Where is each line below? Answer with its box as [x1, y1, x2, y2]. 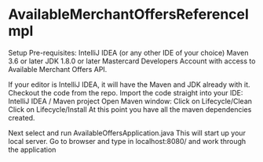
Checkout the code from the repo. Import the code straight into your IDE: [8, 88, 243, 97]
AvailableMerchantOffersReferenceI [8, 5, 250, 23]
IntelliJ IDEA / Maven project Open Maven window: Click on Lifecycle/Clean [8, 96, 253, 106]
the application [8, 145, 57, 154]
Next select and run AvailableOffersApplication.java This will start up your [8, 128, 246, 138]
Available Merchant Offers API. [8, 64, 108, 74]
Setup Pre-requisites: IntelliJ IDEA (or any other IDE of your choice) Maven [8, 48, 249, 57]
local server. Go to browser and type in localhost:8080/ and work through [8, 136, 247, 146]
